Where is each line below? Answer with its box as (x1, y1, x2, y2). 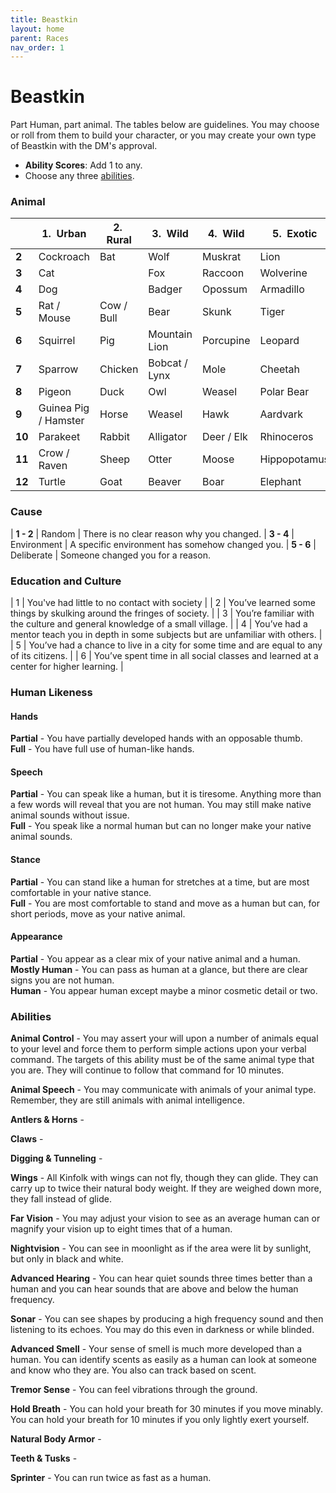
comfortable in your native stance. (10, 886, 152, 898)
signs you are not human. (10, 974, 115, 986)
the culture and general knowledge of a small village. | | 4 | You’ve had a (10, 618, 308, 630)
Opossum (201, 282, 248, 296)
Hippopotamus (259, 452, 330, 466)
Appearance (10, 931, 63, 943)
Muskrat (201, 250, 242, 264)
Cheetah (259, 362, 301, 376)
